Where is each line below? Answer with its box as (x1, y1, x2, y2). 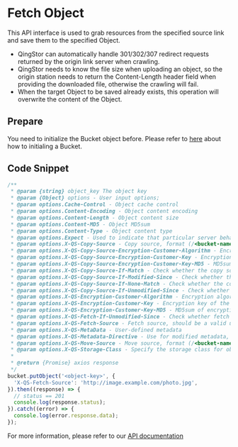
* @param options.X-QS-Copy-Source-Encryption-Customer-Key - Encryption (10, 254, 233, 261)
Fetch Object (7, 5, 85, 21)
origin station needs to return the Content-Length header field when (17, 72, 217, 81)
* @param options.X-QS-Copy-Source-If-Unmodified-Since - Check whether (10, 287, 230, 294)
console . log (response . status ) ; (13, 399, 106, 406)
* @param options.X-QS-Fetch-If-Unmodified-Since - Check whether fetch (10, 314, 230, 321)
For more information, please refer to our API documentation (7, 431, 184, 440)
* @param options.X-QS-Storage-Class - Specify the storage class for (10, 346, 223, 353)
